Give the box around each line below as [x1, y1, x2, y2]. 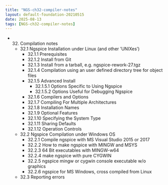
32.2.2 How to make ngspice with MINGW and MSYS [27, 142, 137, 148]
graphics [27, 163, 46, 169]
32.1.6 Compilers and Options [27, 94, 89, 100]
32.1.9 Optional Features [27, 110, 78, 116]
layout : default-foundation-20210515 [5, 12, 85, 17]
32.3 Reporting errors [20, 174, 65, 180]
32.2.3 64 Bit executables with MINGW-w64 [27, 147, 119, 153]
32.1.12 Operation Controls [27, 126, 82, 132]
